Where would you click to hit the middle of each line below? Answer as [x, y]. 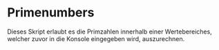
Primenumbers [51, 13]
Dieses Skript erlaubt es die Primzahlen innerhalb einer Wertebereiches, [109, 32]
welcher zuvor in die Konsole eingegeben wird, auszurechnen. [96, 38]
